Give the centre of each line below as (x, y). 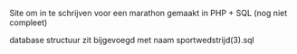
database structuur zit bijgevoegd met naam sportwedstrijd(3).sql (132, 40)
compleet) (29, 22)
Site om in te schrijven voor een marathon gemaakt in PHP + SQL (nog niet (148, 13)
